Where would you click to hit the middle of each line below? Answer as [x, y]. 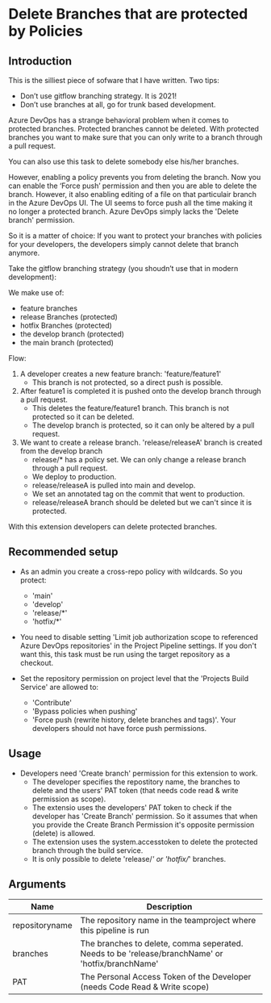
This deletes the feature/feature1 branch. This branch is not [131, 408]
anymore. [24, 253]
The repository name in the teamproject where [168, 921]
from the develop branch [61, 451]
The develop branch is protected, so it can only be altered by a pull [143, 425]
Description [169, 907]
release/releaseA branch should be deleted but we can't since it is [142, 502]
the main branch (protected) [67, 343]
